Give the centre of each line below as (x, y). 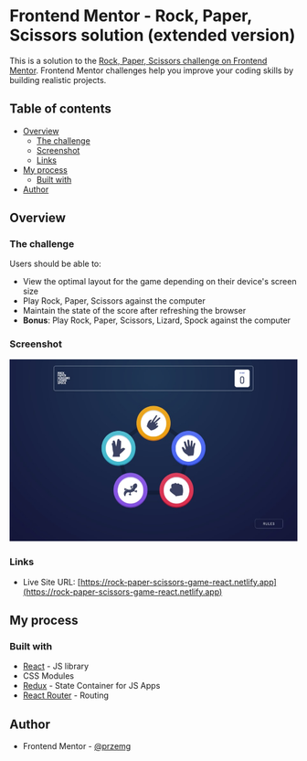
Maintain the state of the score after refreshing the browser (134, 311)
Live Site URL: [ (52, 582)
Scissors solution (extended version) (153, 35)
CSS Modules (48, 676)
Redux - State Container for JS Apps (91, 686)
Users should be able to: (56, 264)
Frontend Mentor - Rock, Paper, (131, 16)
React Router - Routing (66, 695)
